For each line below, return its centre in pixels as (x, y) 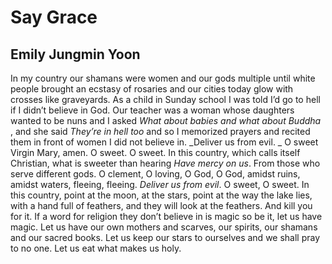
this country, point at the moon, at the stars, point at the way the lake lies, (161, 195)
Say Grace (54, 17)
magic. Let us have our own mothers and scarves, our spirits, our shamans (164, 227)
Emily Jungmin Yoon (75, 54)
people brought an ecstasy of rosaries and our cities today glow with (152, 89)
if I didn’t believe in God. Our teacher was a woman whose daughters (152, 110)
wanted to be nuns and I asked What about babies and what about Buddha (166, 120)
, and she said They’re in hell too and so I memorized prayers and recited (160, 131)
